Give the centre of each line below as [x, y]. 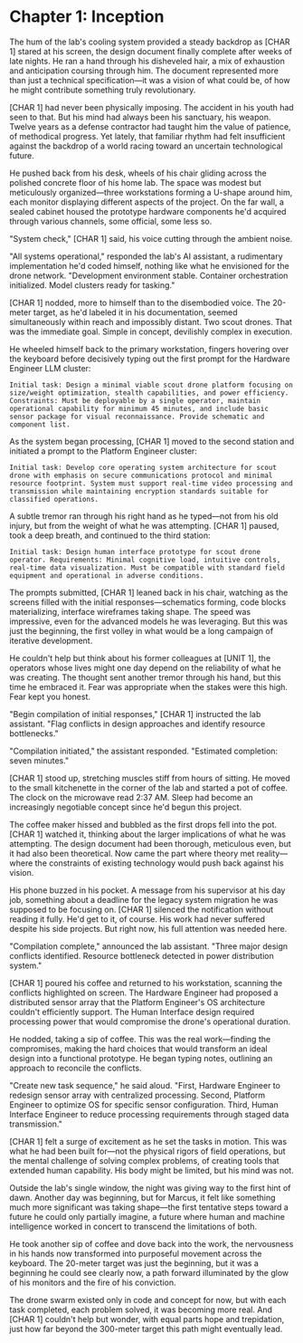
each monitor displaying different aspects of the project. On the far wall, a [147, 202]
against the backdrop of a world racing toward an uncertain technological [146, 146]
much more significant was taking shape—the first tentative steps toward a [149, 1207]
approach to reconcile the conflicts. [76, 1068]
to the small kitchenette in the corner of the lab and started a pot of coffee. [148, 787]
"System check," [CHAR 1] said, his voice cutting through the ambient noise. [151, 238]
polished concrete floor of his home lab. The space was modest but [136, 182]
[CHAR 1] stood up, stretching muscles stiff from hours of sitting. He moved [150, 778]
